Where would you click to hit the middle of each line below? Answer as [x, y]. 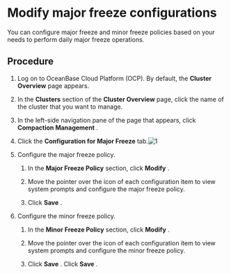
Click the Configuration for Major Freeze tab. [82, 141]
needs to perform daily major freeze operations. [76, 39]
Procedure [31, 62]
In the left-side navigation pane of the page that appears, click [106, 120]
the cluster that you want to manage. [70, 107]
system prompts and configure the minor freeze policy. [106, 250]
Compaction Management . [58, 128]
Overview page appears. [53, 86]
